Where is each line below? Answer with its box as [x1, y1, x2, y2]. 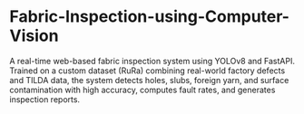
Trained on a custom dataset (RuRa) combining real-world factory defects [9, 65, 286, 76]
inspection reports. [9, 93, 80, 105]
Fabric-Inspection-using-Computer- [9, 6, 290, 27]
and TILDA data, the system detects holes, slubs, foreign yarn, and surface [9, 74, 289, 85]
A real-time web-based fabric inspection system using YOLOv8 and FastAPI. [9, 55, 295, 66]
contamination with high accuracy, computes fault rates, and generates [9, 84, 276, 95]
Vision [9, 25, 59, 46]
